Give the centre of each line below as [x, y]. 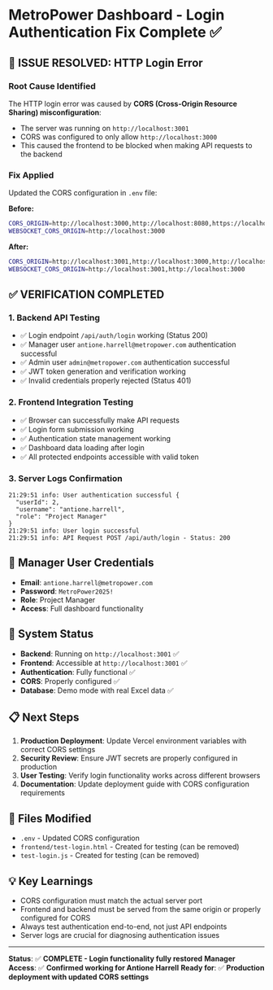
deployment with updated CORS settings [78, 977]
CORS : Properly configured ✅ [70, 681]
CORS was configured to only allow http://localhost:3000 [119, 137]
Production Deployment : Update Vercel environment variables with [133, 741]
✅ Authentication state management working [95, 438]
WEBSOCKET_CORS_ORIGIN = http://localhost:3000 [87, 231]
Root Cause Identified [52, 85]
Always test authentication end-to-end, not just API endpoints [123, 926]
